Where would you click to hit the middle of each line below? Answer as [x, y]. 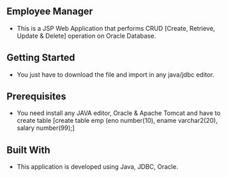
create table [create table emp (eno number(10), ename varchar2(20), [117, 121]
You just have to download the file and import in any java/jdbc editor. [115, 74]
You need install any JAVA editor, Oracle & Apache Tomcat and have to [119, 113]
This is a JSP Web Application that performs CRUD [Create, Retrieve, [116, 28]
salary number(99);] [45, 128]
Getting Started [41, 58]
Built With [28, 150]
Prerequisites [36, 97]
